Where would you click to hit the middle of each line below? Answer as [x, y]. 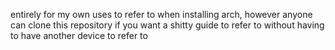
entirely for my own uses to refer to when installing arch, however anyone [161, 14]
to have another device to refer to [79, 35]
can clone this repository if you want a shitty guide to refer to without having [167, 25]
